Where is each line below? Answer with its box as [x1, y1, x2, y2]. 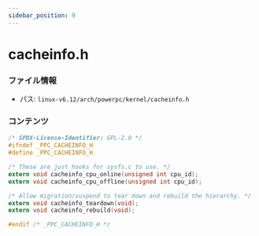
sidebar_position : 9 [8, 11, 76, 20]
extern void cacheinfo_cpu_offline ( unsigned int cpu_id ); [8, 178, 202, 186]
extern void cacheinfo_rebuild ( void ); [8, 206, 135, 215]
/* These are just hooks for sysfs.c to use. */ [8, 163, 171, 171]
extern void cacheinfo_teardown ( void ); [8, 199, 139, 207]
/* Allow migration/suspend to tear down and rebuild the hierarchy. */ [8, 192, 252, 200]
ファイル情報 [8, 75, 57, 86]
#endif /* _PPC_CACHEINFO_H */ [8, 221, 111, 229]
